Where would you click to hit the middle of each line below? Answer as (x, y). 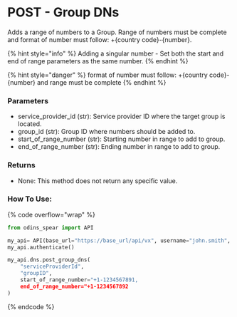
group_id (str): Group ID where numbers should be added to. (106, 132)
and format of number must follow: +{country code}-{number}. (100, 39)
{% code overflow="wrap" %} (52, 214)
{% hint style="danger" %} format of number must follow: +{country (107, 75)
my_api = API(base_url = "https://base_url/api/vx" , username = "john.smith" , (119, 240)
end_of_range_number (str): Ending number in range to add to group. (119, 147)
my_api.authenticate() (41, 247)
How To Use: (30, 199)
